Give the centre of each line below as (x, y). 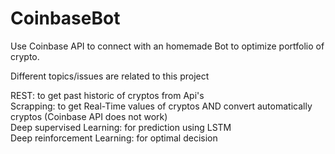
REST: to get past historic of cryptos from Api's (107, 95)
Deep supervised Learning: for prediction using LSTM (121, 127)
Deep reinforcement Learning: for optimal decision (114, 138)
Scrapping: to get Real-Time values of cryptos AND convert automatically (161, 106)
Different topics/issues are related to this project (110, 76)
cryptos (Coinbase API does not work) (89, 116)
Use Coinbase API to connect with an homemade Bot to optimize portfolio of (167, 46)
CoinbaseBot (65, 18)
